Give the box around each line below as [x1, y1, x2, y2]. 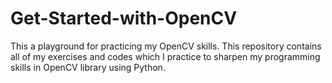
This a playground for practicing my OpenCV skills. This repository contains [10, 40, 322, 52]
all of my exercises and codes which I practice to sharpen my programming [10, 50, 321, 62]
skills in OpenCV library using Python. [10, 61, 166, 73]
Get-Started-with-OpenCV [10, 7, 238, 30]
